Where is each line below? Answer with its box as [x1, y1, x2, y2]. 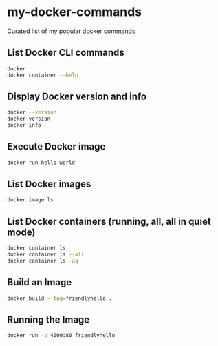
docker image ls [7, 196, 54, 203]
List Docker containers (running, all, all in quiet [7, 215, 211, 227]
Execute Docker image [7, 141, 106, 152]
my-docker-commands [7, 4, 142, 20]
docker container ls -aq [7, 257, 78, 264]
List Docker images [7, 179, 91, 190]
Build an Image [7, 276, 72, 288]
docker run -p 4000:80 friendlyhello [7, 332, 116, 339]
